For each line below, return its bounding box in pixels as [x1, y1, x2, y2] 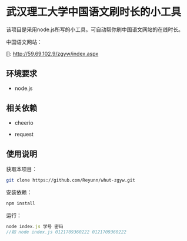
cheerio [14, 119, 34, 126]
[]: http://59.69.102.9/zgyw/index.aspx [6, 50, 99, 57]
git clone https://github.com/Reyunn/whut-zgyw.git [6, 178, 135, 183]
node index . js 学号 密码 [6, 224, 64, 230]
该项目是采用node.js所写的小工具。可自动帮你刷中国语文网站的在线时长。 [6, 26, 184, 33]
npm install [6, 200, 35, 206]
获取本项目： [6, 166, 37, 173]
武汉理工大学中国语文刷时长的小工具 [6, 5, 182, 19]
